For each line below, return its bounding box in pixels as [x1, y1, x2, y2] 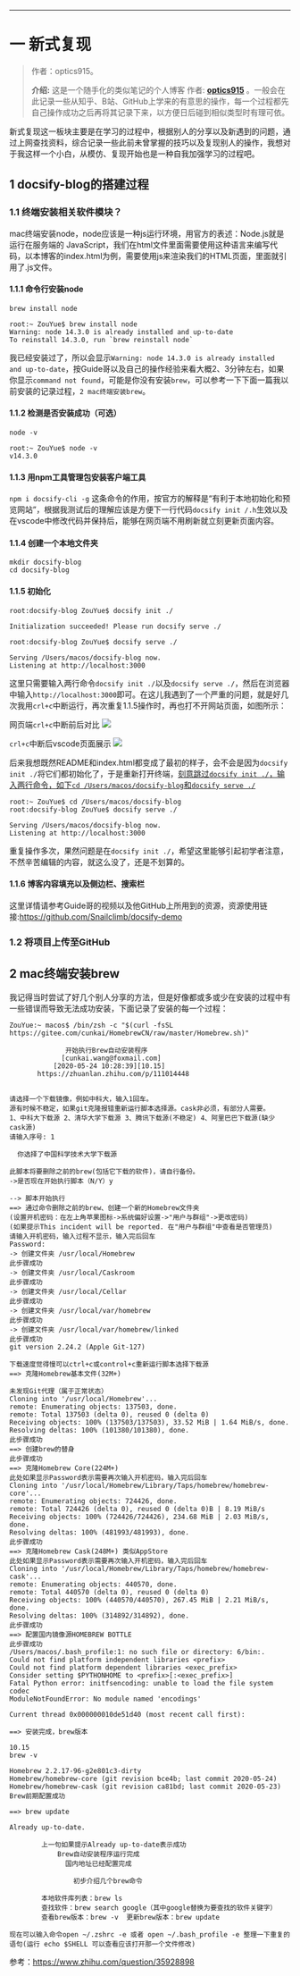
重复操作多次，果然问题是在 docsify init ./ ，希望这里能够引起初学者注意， [9, 845, 288, 856]
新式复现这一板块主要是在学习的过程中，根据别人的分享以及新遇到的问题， [9, 126, 283, 137]
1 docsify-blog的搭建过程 [9, 177, 150, 192]
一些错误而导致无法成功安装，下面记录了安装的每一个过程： [9, 1003, 229, 1013]
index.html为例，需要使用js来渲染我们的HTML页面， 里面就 [63, 250, 279, 261]
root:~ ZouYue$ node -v [9, 444, 98, 453]
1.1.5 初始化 [9, 586, 52, 597]
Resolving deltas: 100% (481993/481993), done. [9, 1527, 190, 1537]
